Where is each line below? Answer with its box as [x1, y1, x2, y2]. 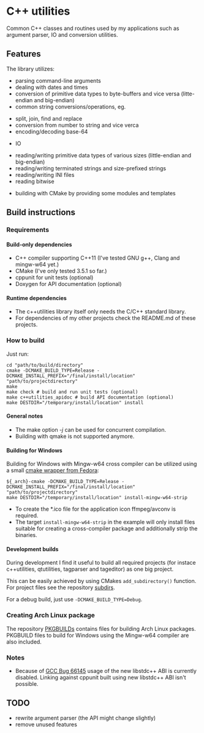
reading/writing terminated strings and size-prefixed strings [15, 164, 167, 172]
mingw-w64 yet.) [15, 261, 59, 268]
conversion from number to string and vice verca [15, 121, 139, 129]
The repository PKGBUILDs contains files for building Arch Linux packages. [6, 625, 196, 632]
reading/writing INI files [15, 171, 75, 178]
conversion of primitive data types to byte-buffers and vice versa [15, 90, 180, 97]
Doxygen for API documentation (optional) [15, 280, 122, 288]
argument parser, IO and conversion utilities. [6, 31, 118, 38]
